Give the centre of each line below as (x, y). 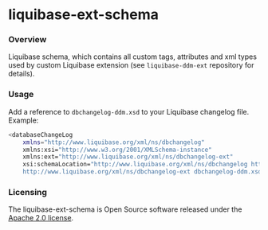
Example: (24, 120)
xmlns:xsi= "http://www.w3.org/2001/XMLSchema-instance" (118, 150)
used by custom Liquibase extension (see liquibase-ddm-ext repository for (131, 65)
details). (22, 74)
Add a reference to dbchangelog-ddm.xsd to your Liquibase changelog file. (129, 111)
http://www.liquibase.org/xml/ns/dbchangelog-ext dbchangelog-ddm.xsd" (144, 172)
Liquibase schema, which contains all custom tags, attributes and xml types (133, 57)
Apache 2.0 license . (41, 218)
